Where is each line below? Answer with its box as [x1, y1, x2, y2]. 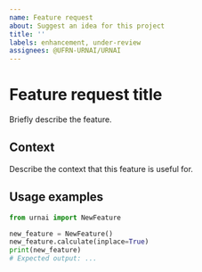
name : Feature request [9, 12, 93, 22]
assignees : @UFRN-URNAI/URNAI [9, 46, 122, 55]
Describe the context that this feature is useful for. [9, 163, 194, 174]
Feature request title [9, 85, 163, 105]
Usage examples [9, 189, 104, 205]
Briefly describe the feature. [9, 114, 113, 125]
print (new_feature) [9, 246, 82, 255]
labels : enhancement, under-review [9, 37, 141, 47]
